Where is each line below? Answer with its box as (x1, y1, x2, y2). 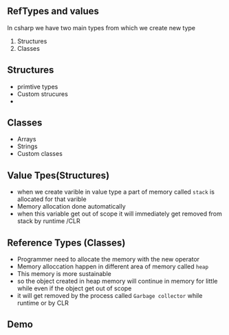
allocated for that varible (17, 195, 87, 203)
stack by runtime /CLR (17, 217, 80, 225)
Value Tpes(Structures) (7, 170, 110, 181)
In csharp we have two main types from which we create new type (7, 23, 196, 32)
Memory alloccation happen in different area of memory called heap (17, 262, 208, 270)
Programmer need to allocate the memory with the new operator (17, 255, 200, 264)
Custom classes (17, 150, 63, 158)
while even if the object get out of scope (17, 284, 132, 292)
